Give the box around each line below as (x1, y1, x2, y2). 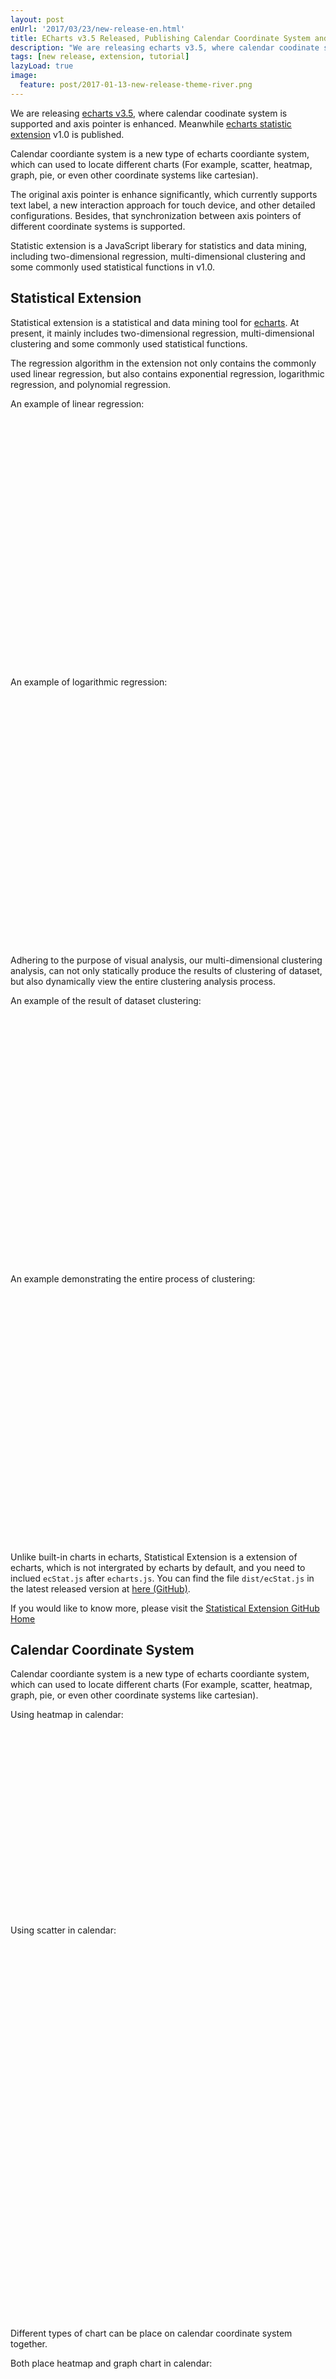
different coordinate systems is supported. (10, 220, 186, 232)
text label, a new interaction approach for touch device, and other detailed (10, 199, 316, 211)
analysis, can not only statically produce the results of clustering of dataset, (10, 964, 323, 976)
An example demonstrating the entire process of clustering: (10, 1272, 256, 1285)
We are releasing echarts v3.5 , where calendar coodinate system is (10, 107, 288, 119)
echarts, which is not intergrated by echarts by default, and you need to (10, 1561, 306, 1573)
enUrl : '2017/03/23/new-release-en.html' (10, 24, 186, 34)
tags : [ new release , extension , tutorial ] (10, 52, 190, 62)
